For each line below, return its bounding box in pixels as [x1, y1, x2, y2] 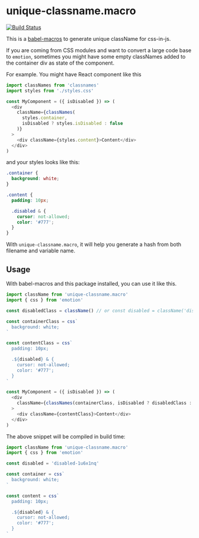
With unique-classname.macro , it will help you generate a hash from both [6, 241, 182, 248]
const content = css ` [6, 493, 60, 499]
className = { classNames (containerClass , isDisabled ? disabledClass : [17, 400, 192, 406]
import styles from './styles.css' [6, 88, 94, 94]
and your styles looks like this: [6, 159, 80, 166]
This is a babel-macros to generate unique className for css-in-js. [6, 35, 171, 42]
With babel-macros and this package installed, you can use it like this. [6, 280, 177, 287]
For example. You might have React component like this [6, 71, 142, 78]
